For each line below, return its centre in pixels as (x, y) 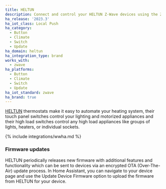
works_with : (17, 60)
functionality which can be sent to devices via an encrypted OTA (71, 165)
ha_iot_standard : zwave (30, 93)
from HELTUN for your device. (36, 181)
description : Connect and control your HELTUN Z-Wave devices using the (82, 14)
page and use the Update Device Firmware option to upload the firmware (80, 176)
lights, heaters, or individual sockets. (42, 127)
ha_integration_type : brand (34, 56)
